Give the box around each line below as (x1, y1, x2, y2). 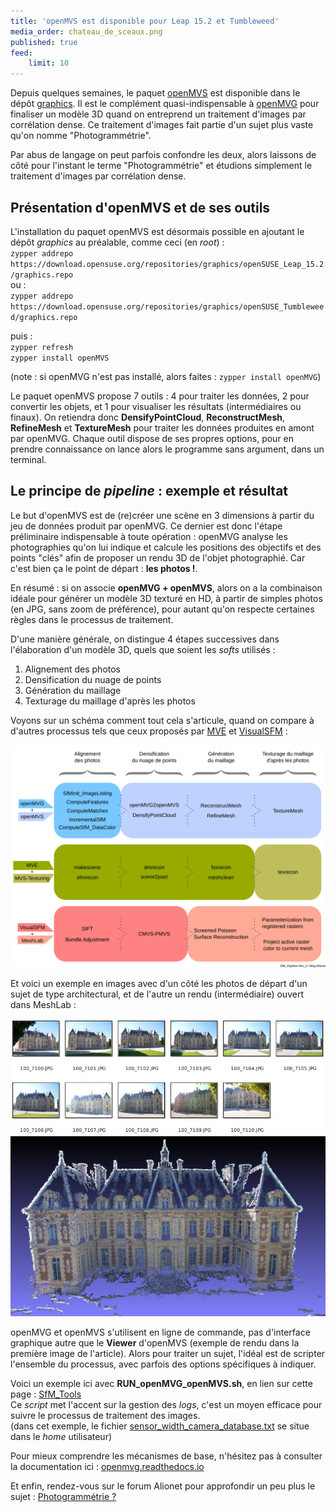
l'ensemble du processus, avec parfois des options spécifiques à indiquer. (10, 1358, 317, 1370)
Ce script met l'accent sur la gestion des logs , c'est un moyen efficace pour (10, 1399, 323, 1411)
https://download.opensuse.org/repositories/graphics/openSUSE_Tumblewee (10, 301, 325, 312)
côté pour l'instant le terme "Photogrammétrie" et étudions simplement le (10, 160, 313, 172)
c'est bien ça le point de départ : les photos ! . (10, 562, 198, 574)
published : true (10, 37, 78, 47)
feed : (10, 48, 33, 58)
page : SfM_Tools (10, 1388, 82, 1400)
